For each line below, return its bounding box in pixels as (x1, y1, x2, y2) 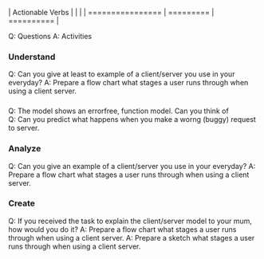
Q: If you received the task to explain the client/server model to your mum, (8, 216, 253, 226)
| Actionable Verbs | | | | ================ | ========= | (8, 8, 215, 17)
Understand (8, 51, 56, 62)
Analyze (8, 143, 41, 155)
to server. (8, 124, 40, 133)
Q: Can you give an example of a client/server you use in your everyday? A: (8, 161, 256, 171)
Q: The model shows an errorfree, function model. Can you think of (8, 106, 229, 116)
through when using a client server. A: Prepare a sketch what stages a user (8, 233, 255, 242)
